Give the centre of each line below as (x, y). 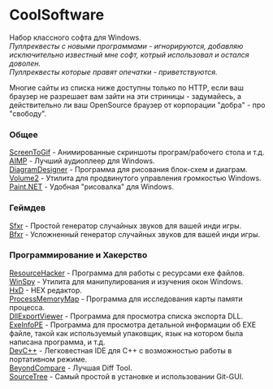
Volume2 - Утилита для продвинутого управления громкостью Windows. (136, 178)
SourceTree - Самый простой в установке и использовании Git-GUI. (126, 376)
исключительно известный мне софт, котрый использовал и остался (129, 54)
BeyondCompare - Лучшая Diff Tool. (71, 368)
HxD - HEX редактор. (45, 290)
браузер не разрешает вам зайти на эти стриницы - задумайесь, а (126, 96)
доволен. (25, 63)
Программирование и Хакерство (78, 255)
